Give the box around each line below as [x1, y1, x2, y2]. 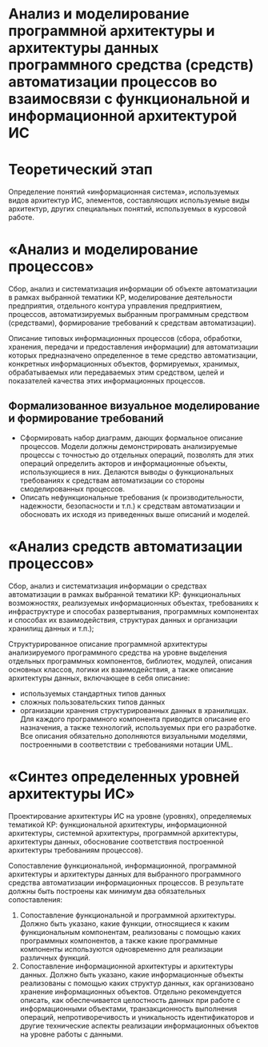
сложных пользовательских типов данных [19, 697, 166, 707]
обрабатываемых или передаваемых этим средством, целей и [8, 367, 225, 377]
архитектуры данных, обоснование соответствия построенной [8, 836, 224, 846]
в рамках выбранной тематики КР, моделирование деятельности [8, 293, 233, 303]
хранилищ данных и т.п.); [8, 624, 94, 633]
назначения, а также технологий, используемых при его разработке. [19, 722, 258, 732]
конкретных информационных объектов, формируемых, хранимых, [8, 359, 240, 369]
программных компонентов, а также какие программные [19, 936, 218, 945]
